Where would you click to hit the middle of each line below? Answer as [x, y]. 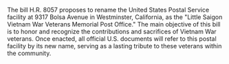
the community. [29, 53]
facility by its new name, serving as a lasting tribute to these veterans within [115, 46]
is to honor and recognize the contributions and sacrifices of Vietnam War [112, 31]
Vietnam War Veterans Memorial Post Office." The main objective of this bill [114, 24]
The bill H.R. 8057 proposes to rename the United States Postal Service [108, 10]
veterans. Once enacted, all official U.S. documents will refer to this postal [112, 39]
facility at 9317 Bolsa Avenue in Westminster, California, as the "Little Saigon [115, 17]
